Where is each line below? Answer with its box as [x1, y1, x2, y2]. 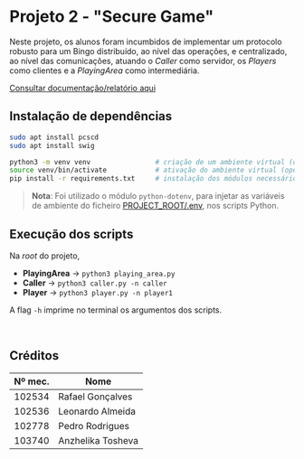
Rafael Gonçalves [58, 390, 133, 403]
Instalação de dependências [9, 108, 173, 124]
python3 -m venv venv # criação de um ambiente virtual [9, 157, 285, 166]
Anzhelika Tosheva [58, 434, 138, 446]
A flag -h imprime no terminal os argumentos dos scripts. [9, 304, 223, 315]
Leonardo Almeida [58, 405, 137, 417]
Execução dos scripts [9, 226, 134, 241]
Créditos [9, 348, 60, 363]
